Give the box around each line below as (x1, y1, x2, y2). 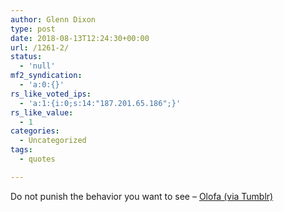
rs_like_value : (10, 107, 74, 118)
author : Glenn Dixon (10, 14, 97, 25)
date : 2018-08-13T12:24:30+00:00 (10, 33, 150, 43)
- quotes (19, 154, 56, 164)
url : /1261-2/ (10, 42, 70, 53)
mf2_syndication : (10, 71, 83, 81)
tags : (10, 145, 33, 155)
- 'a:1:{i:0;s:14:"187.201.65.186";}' (19, 98, 182, 108)
